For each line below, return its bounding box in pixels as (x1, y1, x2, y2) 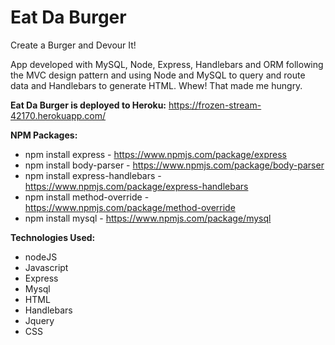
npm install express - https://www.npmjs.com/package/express (24, 148, 287, 160)
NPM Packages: (10, 129, 78, 141)
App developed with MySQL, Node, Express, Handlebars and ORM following (10, 58, 324, 70)
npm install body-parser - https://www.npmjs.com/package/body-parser (24, 159, 325, 171)
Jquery (24, 314, 55, 326)
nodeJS (24, 251, 58, 263)
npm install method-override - (24, 191, 150, 203)
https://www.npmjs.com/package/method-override (24, 201, 236, 213)
